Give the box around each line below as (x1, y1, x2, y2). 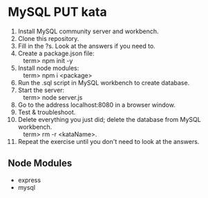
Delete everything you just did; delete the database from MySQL (17, 115, 201, 123)
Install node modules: (17, 64, 79, 72)
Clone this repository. (17, 34, 79, 42)
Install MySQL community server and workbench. (17, 27, 159, 35)
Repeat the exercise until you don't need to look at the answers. (17, 137, 200, 145)
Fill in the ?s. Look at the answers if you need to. (17, 42, 156, 50)
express (17, 176, 41, 184)
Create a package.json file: (17, 49, 95, 57)
